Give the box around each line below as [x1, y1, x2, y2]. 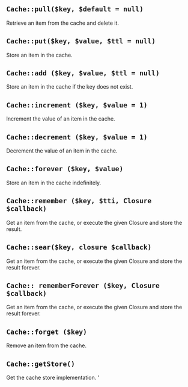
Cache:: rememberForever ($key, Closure [6, 281, 160, 290]
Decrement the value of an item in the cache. [6, 147, 118, 154]
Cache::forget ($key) [6, 327, 87, 336]
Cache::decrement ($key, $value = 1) [6, 133, 148, 141]
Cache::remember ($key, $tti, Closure [6, 197, 152, 206]
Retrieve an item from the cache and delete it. [6, 19, 119, 27]
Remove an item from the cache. [6, 342, 87, 349]
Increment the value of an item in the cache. [6, 115, 115, 122]
